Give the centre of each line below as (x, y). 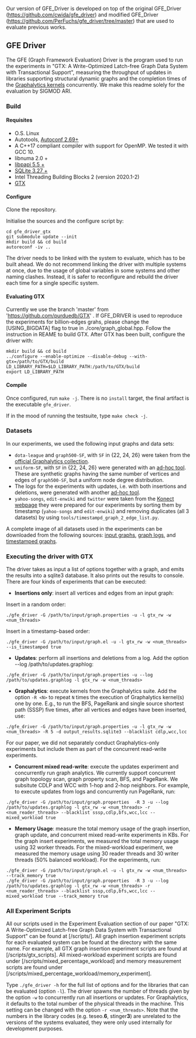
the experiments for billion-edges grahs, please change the (78, 322)
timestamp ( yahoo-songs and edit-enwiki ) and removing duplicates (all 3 (102, 511)
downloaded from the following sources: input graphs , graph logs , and (91, 535)
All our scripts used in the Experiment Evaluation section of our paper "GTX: (97, 924)
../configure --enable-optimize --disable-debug (66, 357)
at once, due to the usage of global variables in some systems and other (93, 271)
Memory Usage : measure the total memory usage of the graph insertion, (102, 829)
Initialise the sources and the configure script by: (65, 221)
